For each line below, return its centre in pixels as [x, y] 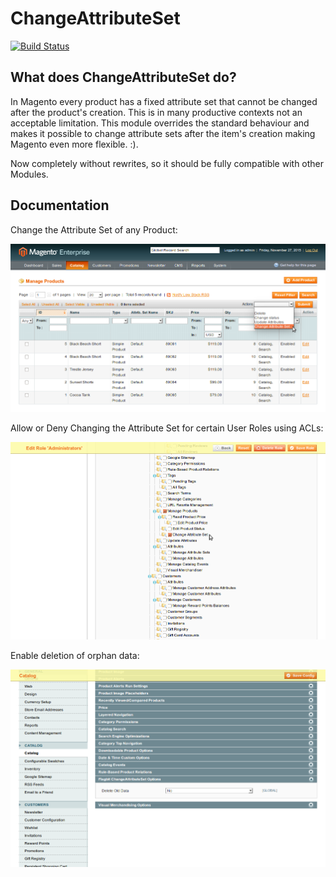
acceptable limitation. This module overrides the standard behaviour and [160, 123]
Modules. [29, 174]
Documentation [60, 205]
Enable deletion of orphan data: [75, 655]
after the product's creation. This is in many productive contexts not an [156, 112]
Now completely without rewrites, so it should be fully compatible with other [167, 163]
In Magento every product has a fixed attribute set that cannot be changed [164, 101]
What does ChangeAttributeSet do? [123, 77]
